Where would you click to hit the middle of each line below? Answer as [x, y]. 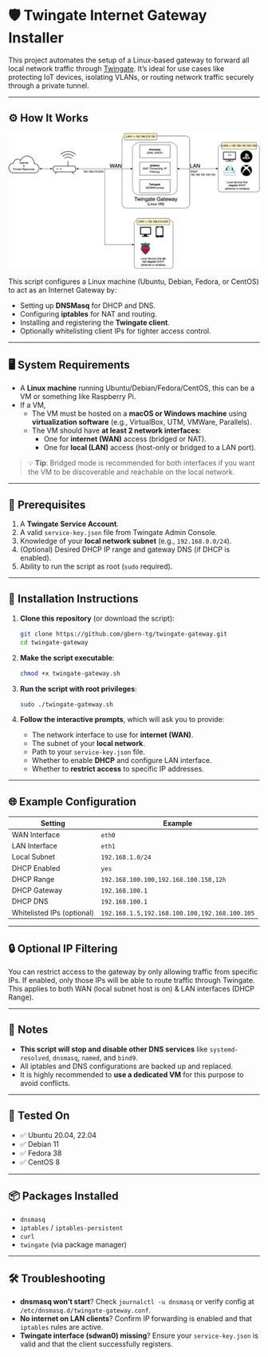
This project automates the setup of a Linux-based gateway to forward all [129, 60]
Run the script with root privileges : [78, 688]
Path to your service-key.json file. [89, 752]
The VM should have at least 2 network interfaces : [116, 431]
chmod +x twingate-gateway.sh [70, 673]
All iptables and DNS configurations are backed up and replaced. [126, 1066]
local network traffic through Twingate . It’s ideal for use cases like [116, 68]
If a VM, [33, 405]
